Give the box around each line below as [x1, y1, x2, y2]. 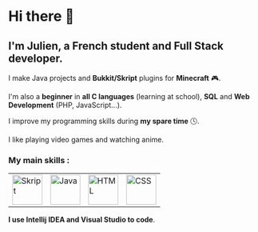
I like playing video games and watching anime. [8, 135, 164, 144]
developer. [8, 51, 63, 65]
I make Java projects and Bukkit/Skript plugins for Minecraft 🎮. [8, 74, 221, 82]
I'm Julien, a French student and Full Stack [8, 39, 224, 53]
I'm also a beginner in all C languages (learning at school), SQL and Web [8, 92, 250, 101]
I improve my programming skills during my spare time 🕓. [8, 116, 200, 126]
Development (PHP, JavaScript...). [8, 100, 122, 110]
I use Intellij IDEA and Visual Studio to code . [8, 215, 156, 225]
